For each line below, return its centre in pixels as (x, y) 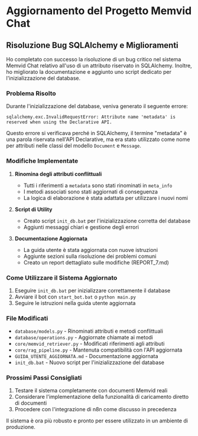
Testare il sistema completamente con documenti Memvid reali (91, 391)
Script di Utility (33, 209)
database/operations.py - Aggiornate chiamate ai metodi (84, 337)
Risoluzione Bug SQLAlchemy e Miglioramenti (92, 45)
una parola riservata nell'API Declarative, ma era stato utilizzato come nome (98, 139)
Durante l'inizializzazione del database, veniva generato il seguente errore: (97, 106)
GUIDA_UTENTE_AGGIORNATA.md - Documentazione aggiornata (86, 356)
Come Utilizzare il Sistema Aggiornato (62, 277)
